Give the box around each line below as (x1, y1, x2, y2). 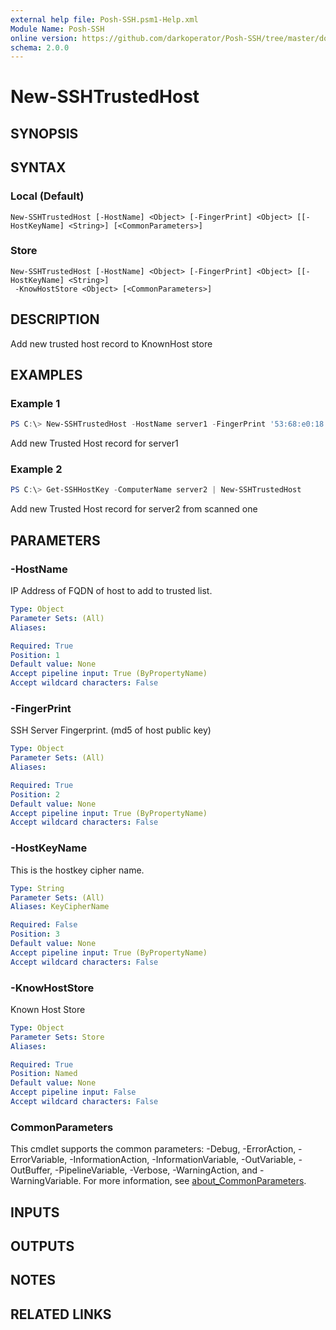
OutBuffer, (10, 1164, 53, 1176)
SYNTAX (10, 159, 67, 176)
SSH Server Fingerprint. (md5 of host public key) (10, 724, 212, 736)
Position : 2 (10, 789, 60, 800)
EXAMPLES (10, 367, 83, 384)
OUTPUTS (10, 1238, 75, 1255)
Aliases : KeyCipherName (10, 902, 110, 912)
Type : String (10, 883, 65, 893)
